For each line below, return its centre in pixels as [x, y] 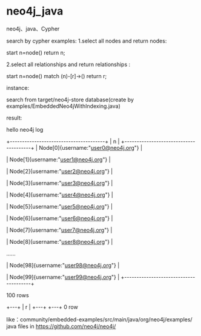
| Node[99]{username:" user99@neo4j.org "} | [63, 277]
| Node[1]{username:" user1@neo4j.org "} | [58, 160]
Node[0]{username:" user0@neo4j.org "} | [91, 147]
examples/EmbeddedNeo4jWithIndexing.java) [64, 106]
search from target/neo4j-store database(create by [70, 99]
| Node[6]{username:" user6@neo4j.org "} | [60, 218]
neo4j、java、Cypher [33, 29]
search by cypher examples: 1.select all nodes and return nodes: [87, 41]
